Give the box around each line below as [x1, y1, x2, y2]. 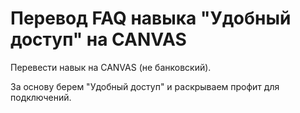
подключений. [10, 91, 72, 103]
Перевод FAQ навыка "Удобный [10, 7, 292, 30]
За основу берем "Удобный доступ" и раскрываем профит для [10, 80, 280, 92]
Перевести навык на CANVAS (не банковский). [10, 61, 212, 73]
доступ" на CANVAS [10, 28, 187, 51]
